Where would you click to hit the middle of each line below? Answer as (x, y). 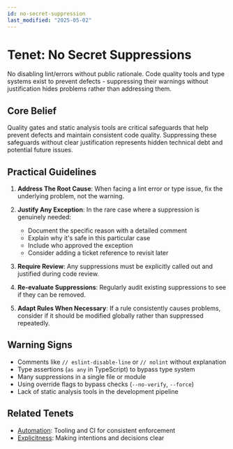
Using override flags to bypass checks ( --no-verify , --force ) (105, 384)
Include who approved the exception (80, 246)
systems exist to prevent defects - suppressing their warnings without (108, 82)
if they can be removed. (51, 295)
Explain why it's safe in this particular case (89, 238)
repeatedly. (33, 323)
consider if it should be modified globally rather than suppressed (110, 316)
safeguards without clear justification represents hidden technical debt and (115, 142)
